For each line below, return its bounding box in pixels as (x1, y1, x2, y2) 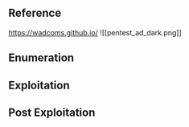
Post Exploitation (8, 105, 96, 119)
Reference (8, 6, 62, 20)
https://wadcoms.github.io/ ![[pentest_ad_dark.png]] (8, 27, 183, 37)
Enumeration (8, 51, 75, 65)
